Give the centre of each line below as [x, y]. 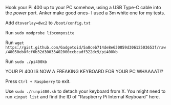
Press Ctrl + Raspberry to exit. [38, 81]
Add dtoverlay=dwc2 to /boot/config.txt [48, 23]
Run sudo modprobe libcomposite [40, 33]
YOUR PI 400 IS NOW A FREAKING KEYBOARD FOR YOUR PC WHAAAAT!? [84, 71]
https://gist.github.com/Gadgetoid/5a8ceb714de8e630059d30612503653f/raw [86, 48]
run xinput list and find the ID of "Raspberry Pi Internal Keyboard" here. [83, 97]
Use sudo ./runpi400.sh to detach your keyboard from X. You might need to [85, 91]
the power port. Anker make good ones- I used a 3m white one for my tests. [85, 13]
